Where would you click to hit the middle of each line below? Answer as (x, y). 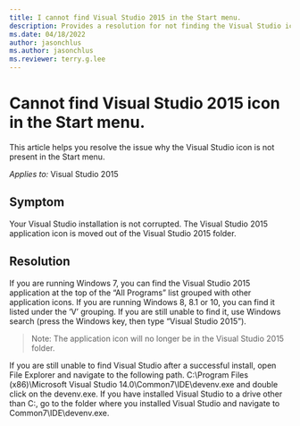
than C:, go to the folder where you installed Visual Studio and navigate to (145, 403)
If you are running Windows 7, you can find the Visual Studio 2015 (130, 283)
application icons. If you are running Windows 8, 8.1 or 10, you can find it (142, 302)
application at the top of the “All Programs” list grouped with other (130, 293)
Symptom (37, 202)
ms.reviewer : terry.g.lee (57, 59)
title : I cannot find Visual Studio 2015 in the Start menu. (125, 17)
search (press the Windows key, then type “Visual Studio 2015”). (128, 321)
